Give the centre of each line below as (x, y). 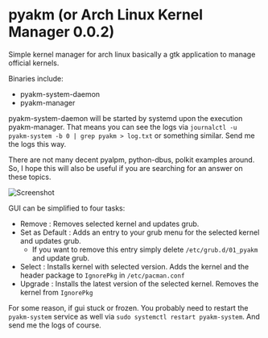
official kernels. (34, 63)
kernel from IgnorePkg (56, 292)
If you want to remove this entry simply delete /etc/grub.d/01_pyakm (145, 249)
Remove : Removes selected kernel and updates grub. (109, 223)
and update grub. (61, 258)
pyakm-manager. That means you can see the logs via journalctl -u (123, 127)
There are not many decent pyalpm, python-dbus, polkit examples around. (132, 160)
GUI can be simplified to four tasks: (67, 208)
